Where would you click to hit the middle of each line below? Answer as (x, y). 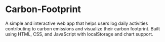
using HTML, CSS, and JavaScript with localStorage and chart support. (79, 34)
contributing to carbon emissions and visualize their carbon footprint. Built (83, 28)
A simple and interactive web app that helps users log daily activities (77, 23)
